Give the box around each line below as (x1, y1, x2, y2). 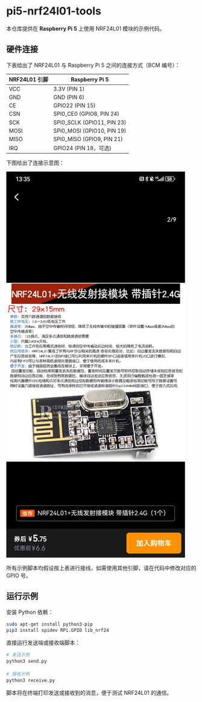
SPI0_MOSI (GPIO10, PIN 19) (53, 127, 127, 134)
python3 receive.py (6, 677, 55, 683)
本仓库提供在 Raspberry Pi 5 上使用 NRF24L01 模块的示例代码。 (6, 25, 165, 32)
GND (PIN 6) (53, 93, 84, 101)
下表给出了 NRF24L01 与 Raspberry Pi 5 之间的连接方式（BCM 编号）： (6, 62, 181, 69)
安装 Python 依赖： (6, 608, 54, 616)
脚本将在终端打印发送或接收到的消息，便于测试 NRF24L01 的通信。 (6, 689, 172, 696)
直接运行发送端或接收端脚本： (6, 639, 80, 647)
